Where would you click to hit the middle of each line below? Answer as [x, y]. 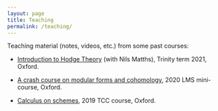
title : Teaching [30, 20]
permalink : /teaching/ [40, 26]
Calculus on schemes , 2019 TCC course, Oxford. [87, 101]
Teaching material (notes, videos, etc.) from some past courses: [98, 46]
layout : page [26, 13]
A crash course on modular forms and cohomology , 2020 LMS [106, 80]
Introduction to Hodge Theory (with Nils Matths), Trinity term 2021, [112, 59]
